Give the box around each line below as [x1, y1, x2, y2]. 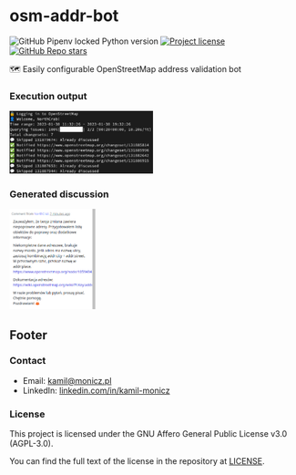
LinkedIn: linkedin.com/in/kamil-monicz [22, 385, 170, 396]
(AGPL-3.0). [9, 439, 54, 449]
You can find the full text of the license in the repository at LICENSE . [9, 456, 265, 467]
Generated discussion [9, 188, 109, 201]
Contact [9, 355, 46, 367]
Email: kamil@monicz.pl [22, 375, 112, 386]
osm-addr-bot [9, 5, 119, 26]
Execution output [9, 89, 87, 102]
